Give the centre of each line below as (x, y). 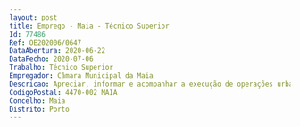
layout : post (33, 17)
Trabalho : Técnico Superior (62, 68)
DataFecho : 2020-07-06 (51, 59)
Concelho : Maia (37, 101)
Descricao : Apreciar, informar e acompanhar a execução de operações (142, 84)
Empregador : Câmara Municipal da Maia (81, 76)
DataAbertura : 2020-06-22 (57, 51)
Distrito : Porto (39, 109)
